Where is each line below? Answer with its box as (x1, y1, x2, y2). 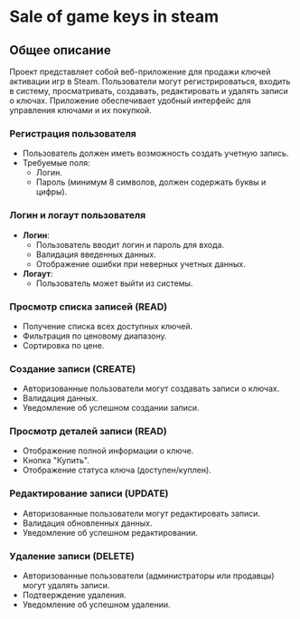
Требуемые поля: (22, 157, 90, 168)
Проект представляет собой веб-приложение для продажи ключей (9, 66, 271, 77)
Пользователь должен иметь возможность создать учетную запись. (22, 148, 289, 159)
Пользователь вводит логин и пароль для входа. (35, 239, 224, 250)
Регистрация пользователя (9, 127, 137, 139)
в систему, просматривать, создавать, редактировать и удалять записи (9, 86, 288, 96)
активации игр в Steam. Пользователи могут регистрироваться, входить (9, 76, 291, 87)
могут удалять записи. (22, 580, 110, 591)
